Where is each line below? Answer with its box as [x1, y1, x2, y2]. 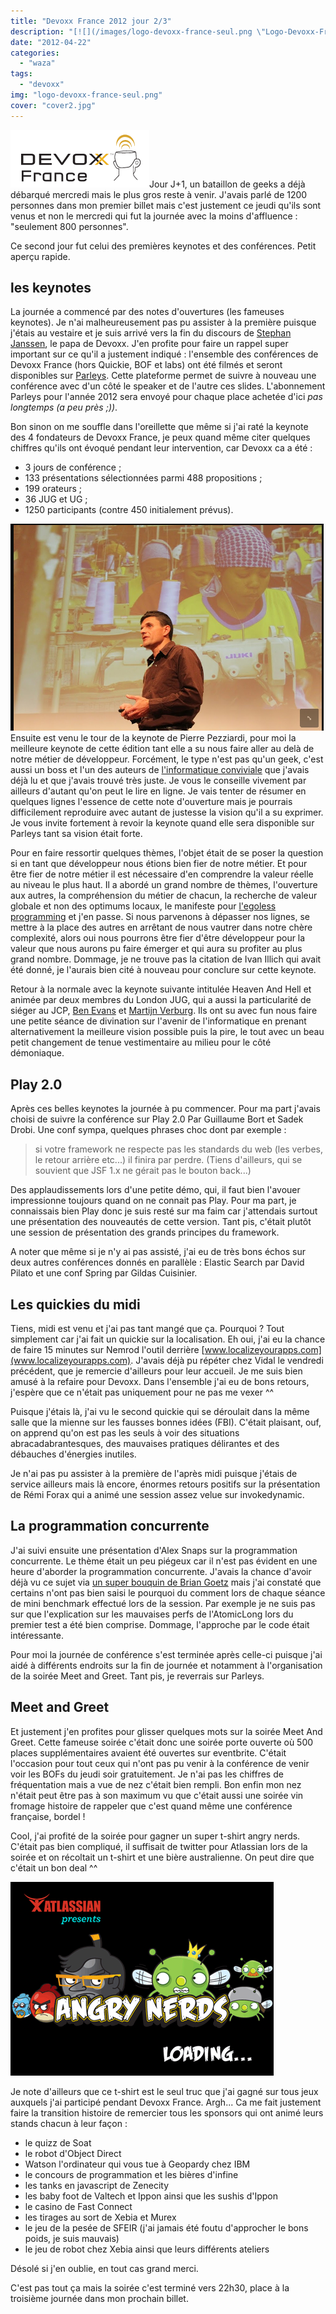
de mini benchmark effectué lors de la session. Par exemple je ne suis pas [10, 1597, 316, 1609]
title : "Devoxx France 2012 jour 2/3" [10, 16, 172, 26]
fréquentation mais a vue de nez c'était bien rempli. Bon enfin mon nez [10, 1778, 302, 1790]
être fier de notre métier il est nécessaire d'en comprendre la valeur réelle [10, 868, 314, 880]
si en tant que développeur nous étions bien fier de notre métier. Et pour [10, 858, 308, 870]
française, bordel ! [10, 1810, 86, 1822]
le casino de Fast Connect [24, 2200, 133, 2212]
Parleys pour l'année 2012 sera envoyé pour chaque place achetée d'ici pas [10, 391, 323, 403]
